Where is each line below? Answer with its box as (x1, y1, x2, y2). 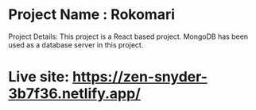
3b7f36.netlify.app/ (8, 85, 142, 103)
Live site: (8, 68, 70, 86)
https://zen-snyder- (72, 68, 208, 86)
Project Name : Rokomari (8, 6, 176, 24)
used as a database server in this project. (8, 40, 144, 49)
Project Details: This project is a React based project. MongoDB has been (8, 32, 249, 41)
